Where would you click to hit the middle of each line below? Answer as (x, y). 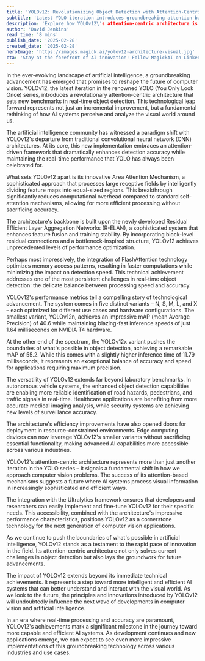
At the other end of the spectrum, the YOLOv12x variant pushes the (91, 341)
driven (14, 152)
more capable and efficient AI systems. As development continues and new (101, 633)
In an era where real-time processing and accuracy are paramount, (91, 620)
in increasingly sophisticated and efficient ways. (67, 488)
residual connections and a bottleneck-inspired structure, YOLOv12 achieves (103, 241)
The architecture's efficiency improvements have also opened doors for (96, 424)
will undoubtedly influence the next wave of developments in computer (95, 602)
